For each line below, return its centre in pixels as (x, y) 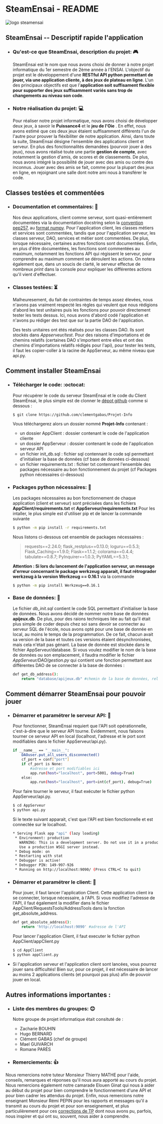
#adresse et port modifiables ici (65, 768)
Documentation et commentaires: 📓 (55, 207)
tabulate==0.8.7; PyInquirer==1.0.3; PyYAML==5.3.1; (77, 556)
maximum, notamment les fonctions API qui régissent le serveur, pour (82, 254)
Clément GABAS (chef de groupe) (54, 1039)
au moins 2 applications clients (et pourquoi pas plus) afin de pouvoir (81, 974)
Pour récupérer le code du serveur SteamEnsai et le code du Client (79, 395)
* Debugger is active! (38, 861)
